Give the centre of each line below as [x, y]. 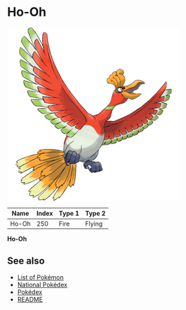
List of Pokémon [40, 277]
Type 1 [69, 213]
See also [26, 261]
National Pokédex [42, 285]
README [30, 299]
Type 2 [95, 213]
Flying [94, 224]
